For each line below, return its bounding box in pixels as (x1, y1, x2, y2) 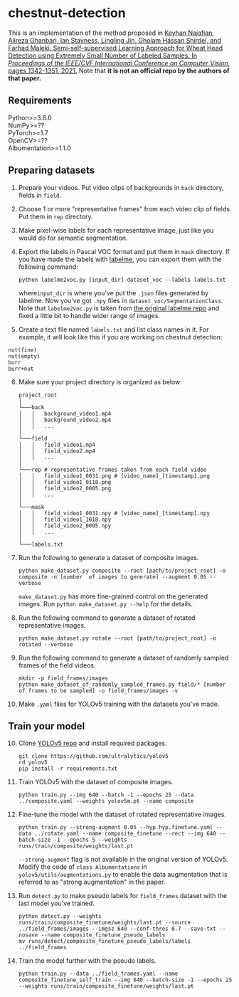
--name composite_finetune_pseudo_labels (41, 932, 166, 939)
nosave (18, 932, 38, 939)
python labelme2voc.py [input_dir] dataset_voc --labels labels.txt (18, 276, 226, 283)
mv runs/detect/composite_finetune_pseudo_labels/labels (18, 938, 191, 945)
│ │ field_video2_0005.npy (18, 522, 112, 529)
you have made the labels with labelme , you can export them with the (18, 255, 223, 263)
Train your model (8, 720, 85, 732)
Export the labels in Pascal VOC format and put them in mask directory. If (18, 247, 230, 255)
